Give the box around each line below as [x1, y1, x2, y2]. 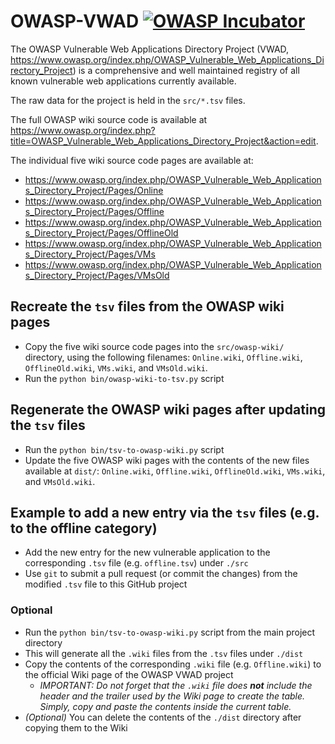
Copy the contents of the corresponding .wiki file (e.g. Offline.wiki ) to [24, 658, 322, 670]
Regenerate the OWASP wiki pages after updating [10, 401, 327, 419]
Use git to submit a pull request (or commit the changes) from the [24, 568, 298, 580]
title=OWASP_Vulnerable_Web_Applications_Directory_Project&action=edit [10, 135, 317, 147]
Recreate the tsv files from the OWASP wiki [10, 298, 285, 315]
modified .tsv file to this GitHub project [24, 578, 188, 590]
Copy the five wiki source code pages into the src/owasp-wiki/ [24, 340, 285, 352]
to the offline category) [10, 520, 158, 537]
